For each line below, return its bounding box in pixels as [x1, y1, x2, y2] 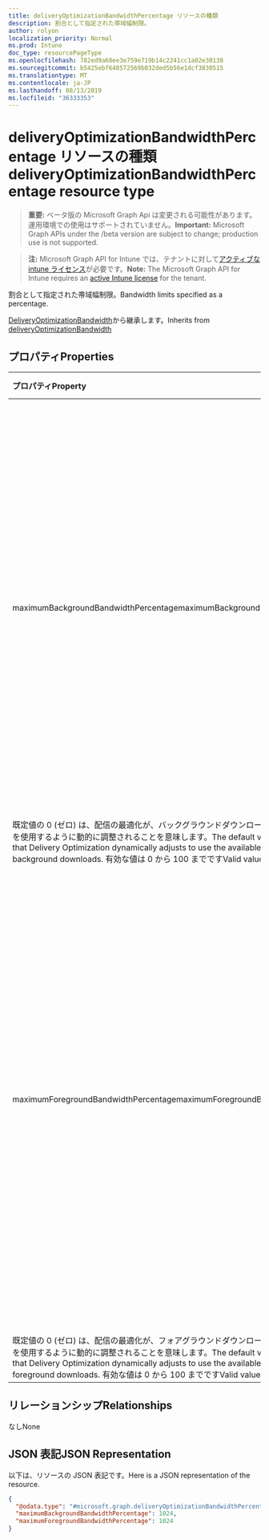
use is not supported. [27, 238, 98, 247]
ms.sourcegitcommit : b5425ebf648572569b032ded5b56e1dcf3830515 [8, 64, 224, 72]
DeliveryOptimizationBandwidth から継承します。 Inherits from [8, 315, 211, 325]
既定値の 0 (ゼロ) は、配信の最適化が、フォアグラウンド [12, 1335, 223, 1346]
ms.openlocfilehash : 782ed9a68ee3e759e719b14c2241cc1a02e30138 [8, 57, 224, 65]
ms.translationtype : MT [8, 71, 88, 79]
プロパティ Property [12, 380, 86, 392]
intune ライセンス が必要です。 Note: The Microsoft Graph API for [27, 264, 241, 274]
